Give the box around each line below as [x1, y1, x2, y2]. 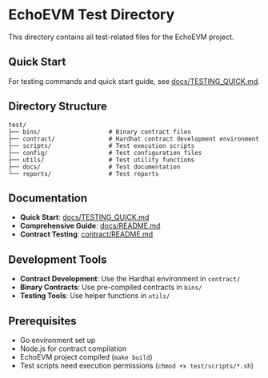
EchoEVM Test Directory [8, 6, 174, 24]
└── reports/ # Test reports [8, 169, 159, 177]
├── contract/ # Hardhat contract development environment [8, 134, 260, 143]
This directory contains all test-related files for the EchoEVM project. [8, 32, 234, 42]
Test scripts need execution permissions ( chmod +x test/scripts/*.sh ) [19, 361, 254, 370]
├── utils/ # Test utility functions [8, 156, 195, 164]
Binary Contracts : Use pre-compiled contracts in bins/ [19, 282, 202, 292]
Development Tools [8, 253, 107, 266]
